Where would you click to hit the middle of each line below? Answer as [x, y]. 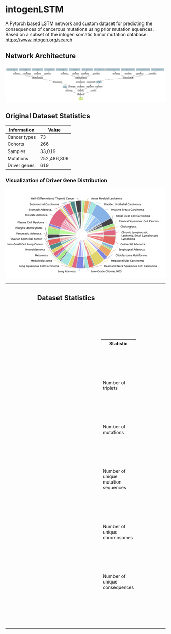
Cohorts [16, 144]
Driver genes [21, 166]
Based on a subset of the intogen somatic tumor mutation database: [76, 34]
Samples [17, 151]
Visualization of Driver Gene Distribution [56, 180]
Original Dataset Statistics [48, 116]
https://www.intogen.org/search [39, 40]
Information [22, 130]
